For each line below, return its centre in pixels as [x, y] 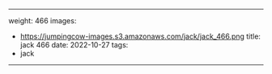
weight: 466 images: [42, 21]
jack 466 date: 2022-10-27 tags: [74, 45]
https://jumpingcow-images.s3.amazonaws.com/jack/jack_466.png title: [140, 36]
